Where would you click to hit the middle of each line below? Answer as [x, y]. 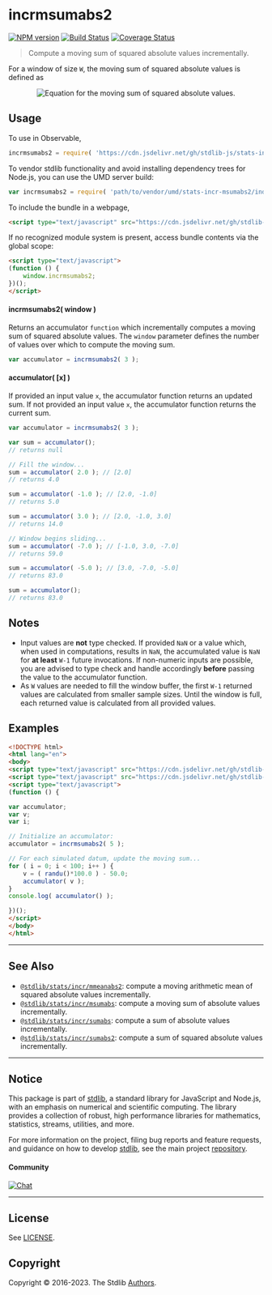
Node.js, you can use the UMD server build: [81, 177]
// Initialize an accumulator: [61, 837]
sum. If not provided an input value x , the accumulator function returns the [132, 405]
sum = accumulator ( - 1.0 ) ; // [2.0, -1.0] [83, 494]
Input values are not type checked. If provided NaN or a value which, [133, 642]
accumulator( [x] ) [39, 377]
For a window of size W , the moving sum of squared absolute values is [125, 68]
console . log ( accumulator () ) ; [61, 897]
